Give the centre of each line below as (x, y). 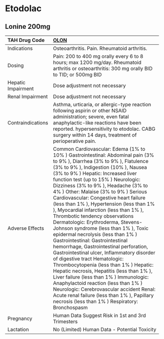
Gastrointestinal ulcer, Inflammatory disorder (104, 253)
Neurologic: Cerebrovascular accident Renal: (104, 289)
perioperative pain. (75, 141)
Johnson (63, 228)
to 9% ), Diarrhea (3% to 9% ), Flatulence (101, 161)
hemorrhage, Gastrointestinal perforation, (101, 247)
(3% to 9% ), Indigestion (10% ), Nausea (100, 167)
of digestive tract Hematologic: (88, 259)
